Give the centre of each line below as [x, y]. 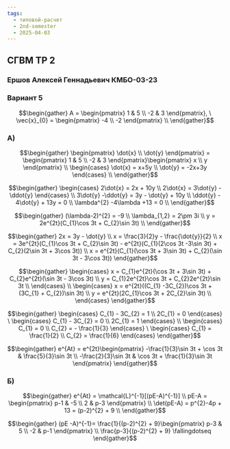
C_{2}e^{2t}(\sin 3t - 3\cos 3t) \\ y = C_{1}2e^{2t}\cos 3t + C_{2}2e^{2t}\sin [115, 279]
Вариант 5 [25, 98]
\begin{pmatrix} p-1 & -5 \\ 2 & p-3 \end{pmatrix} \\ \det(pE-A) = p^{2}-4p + [115, 403]
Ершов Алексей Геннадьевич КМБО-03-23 [82, 79]
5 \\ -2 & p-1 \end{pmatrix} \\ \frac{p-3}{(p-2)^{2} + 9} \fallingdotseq [115, 431]
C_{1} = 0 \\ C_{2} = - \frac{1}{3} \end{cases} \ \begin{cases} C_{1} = [115, 329]
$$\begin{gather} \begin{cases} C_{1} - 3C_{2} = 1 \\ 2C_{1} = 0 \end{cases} [115, 314]
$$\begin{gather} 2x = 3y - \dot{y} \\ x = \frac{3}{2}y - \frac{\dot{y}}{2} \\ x [115, 236]
